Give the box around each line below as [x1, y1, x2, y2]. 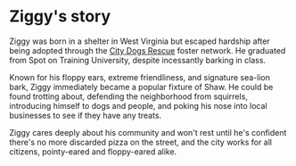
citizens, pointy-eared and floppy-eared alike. [9, 145, 177, 157]
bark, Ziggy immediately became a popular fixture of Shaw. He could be [9, 81, 274, 92]
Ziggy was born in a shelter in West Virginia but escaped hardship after [9, 36, 270, 46]
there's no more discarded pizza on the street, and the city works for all [9, 137, 273, 147]
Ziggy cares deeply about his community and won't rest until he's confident [9, 127, 287, 137]
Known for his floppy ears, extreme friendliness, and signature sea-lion [9, 71, 270, 82]
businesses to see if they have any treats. [9, 110, 162, 120]
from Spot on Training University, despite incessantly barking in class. [9, 54, 266, 65]
